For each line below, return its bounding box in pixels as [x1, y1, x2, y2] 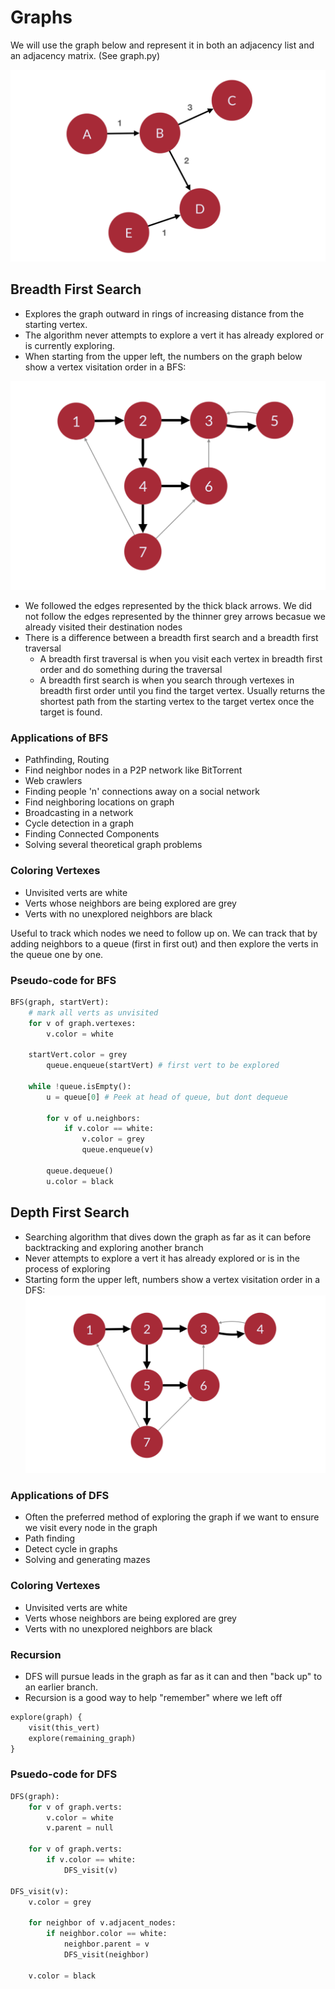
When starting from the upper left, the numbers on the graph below [24, 350, 303, 362]
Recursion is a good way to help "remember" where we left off [24, 1692, 283, 1704]
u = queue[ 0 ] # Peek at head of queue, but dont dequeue [46, 1092, 288, 1102]
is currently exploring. [24, 339, 116, 351]
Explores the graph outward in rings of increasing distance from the [24, 307, 305, 320]
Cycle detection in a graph [24, 817, 134, 830]
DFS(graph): [10, 1791, 60, 1801]
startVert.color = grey [28, 1050, 128, 1060]
